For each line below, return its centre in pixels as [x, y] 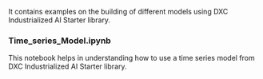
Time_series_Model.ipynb [60, 41]
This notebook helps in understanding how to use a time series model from [132, 58]
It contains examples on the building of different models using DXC [118, 12]
